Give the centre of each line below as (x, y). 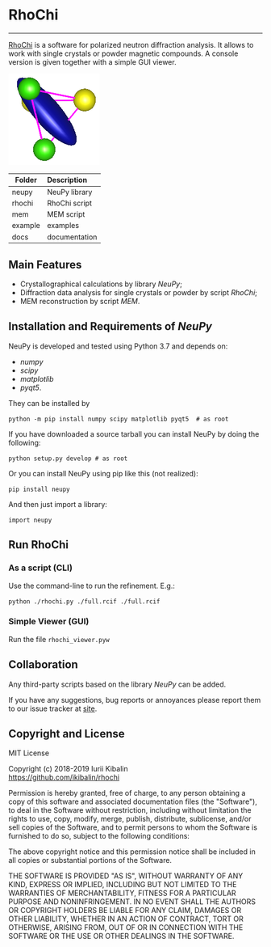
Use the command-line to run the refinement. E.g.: (92, 586)
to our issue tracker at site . (53, 708)
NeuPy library (70, 192)
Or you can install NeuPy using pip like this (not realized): (104, 473)
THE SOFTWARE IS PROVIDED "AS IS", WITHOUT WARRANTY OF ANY (126, 876)
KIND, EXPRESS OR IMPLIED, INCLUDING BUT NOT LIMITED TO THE (123, 885)
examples (63, 226)
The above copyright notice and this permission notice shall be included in (132, 852)
